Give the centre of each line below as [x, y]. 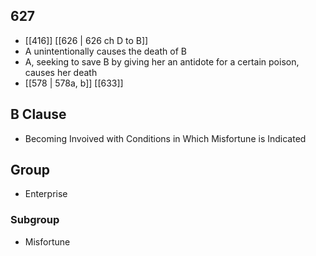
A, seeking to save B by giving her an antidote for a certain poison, [162, 61]
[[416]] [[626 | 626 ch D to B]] [86, 40]
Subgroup [35, 220]
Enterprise [46, 194]
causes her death [61, 72]
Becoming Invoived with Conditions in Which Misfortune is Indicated [165, 138]
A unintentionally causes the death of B [105, 51]
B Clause [38, 114]
